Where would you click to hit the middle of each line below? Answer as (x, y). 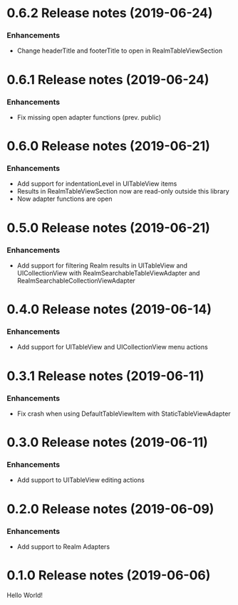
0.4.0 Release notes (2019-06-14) (109, 309)
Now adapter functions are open (64, 199)
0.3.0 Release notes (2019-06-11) (107, 442)
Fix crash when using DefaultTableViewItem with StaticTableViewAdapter (124, 414)
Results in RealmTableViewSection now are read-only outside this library (123, 191)
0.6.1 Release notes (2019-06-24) (108, 79)
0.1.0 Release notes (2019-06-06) (109, 575)
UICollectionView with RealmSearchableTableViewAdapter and (108, 273)
